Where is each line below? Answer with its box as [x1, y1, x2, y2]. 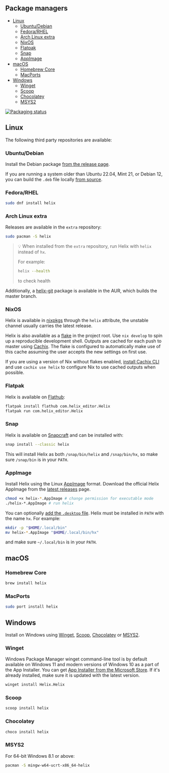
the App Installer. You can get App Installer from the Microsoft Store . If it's [5, 667, 160, 673]
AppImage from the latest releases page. [5, 486, 91, 492]
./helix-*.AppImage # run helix [5, 501, 74, 506]
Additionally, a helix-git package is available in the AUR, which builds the [5, 288, 157, 294]
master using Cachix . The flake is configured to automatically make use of [5, 343, 161, 350]
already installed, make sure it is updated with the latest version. [5, 672, 140, 678]
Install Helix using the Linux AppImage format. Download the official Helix [5, 480, 159, 486]
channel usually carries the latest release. [5, 323, 93, 329]
